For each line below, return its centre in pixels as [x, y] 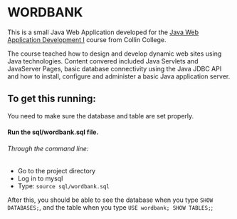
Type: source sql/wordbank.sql [64, 185]
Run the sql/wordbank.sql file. [53, 132]
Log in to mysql [40, 178]
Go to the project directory [57, 170]
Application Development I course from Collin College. [87, 39]
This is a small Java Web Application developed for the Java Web [103, 32]
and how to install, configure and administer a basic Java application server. [119, 76]
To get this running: [52, 99]
